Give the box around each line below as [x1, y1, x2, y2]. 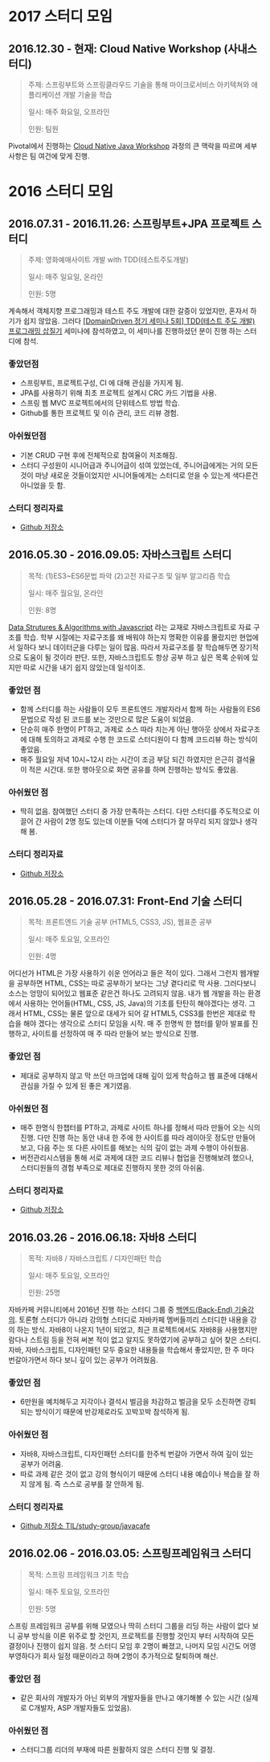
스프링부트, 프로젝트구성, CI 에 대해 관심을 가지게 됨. [19, 378, 183, 388]
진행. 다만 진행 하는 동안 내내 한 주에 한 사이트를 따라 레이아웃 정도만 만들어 [19, 1133, 256, 1142]
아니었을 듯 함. [19, 480, 66, 490]
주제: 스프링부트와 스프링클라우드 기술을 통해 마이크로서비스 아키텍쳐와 [27, 80, 250, 89]
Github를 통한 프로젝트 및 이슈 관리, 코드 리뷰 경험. [19, 408, 179, 418]
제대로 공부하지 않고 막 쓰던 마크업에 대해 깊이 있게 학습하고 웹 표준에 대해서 [19, 1071, 259, 1081]
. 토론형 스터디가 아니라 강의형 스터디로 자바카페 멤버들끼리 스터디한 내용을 [14, 1315, 249, 1324]
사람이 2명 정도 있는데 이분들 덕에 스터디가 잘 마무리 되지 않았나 [43, 817, 243, 826]
